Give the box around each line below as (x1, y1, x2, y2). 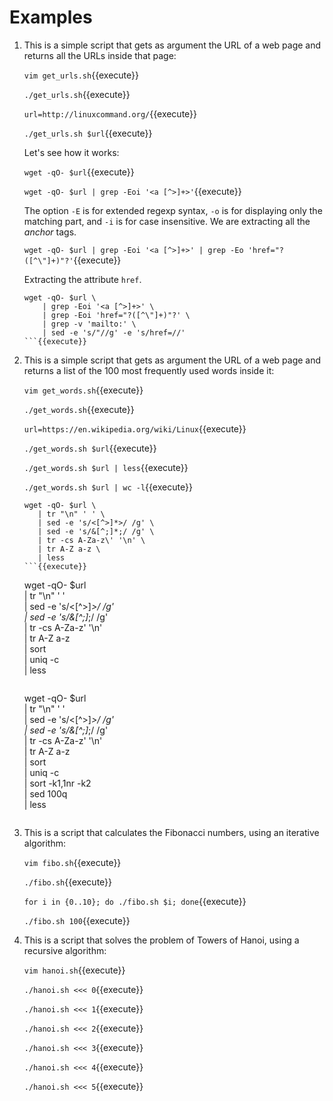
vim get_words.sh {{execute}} (23, 384, 144, 396)
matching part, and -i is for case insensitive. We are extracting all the (23, 215, 311, 227)
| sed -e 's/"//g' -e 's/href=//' (42, 327, 186, 338)
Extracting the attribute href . (23, 273, 142, 285)
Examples (9, 6, 93, 29)
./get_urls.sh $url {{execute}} (23, 127, 153, 139)
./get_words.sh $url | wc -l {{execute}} (23, 481, 193, 493)
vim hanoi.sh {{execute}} (23, 964, 126, 976)
